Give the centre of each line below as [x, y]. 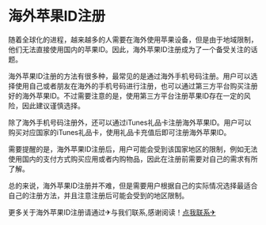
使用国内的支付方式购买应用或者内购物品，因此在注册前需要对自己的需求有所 [133, 159]
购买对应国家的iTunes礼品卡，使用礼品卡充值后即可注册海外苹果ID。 [120, 132]
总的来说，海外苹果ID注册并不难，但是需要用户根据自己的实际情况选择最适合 [133, 186]
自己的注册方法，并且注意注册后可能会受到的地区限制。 [98, 195]
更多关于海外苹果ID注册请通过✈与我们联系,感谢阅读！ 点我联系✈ [112, 212]
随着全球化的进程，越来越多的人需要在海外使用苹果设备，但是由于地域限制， [133, 39]
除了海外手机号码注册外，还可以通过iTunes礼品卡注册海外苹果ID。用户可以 [130, 122]
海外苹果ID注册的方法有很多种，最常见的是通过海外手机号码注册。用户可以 [129, 76]
